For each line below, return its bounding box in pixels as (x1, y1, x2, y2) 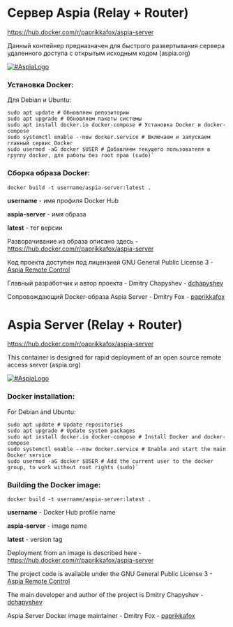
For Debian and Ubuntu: (7, 407, 76, 416)
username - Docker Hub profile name (7, 508, 116, 517)
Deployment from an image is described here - (7, 549, 142, 557)
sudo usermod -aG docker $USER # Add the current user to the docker (7, 457, 214, 465)
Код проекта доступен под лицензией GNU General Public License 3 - (7, 258, 214, 266)
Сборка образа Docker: (7, 168, 91, 178)
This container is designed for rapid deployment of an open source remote (7, 353, 222, 362)
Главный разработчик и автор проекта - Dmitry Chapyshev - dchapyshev (7, 279, 223, 287)
